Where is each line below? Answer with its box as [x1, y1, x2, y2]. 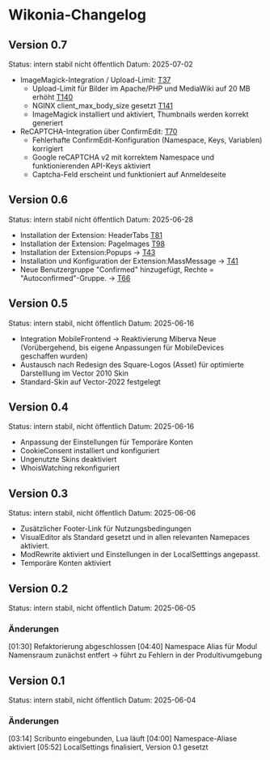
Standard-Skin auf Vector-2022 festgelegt [19, 376, 161, 386]
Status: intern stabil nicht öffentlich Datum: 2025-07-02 [8, 59, 194, 69]
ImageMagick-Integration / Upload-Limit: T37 [19, 75, 171, 84]
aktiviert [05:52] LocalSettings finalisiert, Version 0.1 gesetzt [8, 742, 209, 752]
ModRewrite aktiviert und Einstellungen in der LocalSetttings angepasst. [19, 550, 260, 559]
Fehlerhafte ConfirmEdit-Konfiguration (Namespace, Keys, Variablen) [32, 135, 263, 145]
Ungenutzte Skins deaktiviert [19, 455, 117, 465]
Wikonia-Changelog [8, 6, 147, 24]
